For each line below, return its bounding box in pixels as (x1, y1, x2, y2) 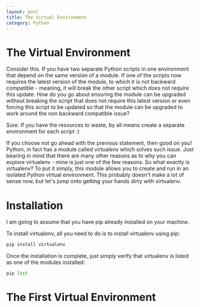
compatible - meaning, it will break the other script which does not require (6, 84, 189, 92)
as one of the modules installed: (6, 259, 85, 266)
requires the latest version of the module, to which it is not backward (6, 78, 175, 86)
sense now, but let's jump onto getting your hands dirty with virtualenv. (6, 178, 181, 185)
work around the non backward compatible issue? (6, 110, 130, 117)
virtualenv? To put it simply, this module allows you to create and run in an (6, 165, 189, 172)
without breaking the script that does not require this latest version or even (6, 97, 190, 105)
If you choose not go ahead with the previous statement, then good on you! (6, 139, 192, 147)
